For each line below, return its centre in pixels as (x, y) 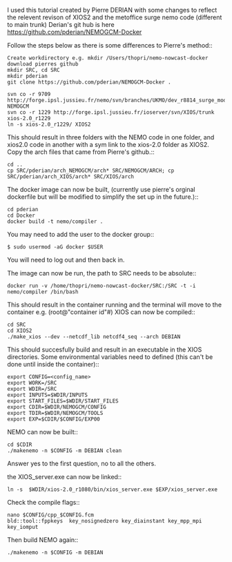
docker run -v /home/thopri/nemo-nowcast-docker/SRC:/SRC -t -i (101, 286)
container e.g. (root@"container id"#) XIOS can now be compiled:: (101, 312)
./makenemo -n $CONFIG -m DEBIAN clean (65, 451)
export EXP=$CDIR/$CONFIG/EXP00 (54, 419)
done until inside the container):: (53, 364)
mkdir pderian (28, 76)
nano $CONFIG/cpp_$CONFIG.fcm (51, 515)
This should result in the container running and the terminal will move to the (115, 304)
